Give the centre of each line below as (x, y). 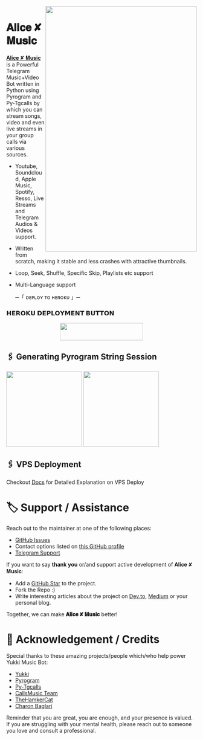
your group (20, 135)
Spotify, (25, 191)
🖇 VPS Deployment (44, 465)
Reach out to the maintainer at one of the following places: (79, 529)
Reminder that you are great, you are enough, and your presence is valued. (100, 718)
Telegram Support (37, 553)
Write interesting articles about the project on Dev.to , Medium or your (101, 596)
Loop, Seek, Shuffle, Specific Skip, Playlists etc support (84, 273)
